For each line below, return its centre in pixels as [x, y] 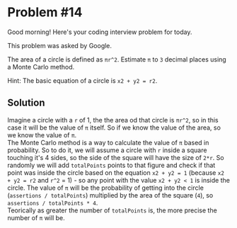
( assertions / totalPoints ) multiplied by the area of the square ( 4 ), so [110, 195]
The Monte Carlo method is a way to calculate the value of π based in [108, 142]
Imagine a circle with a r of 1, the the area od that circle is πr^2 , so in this [113, 120]
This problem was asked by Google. [59, 45]
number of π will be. [36, 217]
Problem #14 [45, 12]
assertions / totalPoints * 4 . [53, 203]
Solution [26, 103]
